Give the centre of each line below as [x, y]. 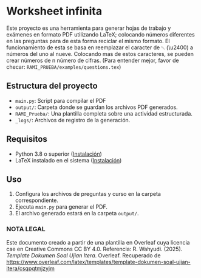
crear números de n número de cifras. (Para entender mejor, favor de [93, 60]
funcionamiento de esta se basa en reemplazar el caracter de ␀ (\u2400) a [100, 47]
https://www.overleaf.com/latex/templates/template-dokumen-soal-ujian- [98, 262]
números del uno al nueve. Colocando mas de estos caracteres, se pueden [100, 54]
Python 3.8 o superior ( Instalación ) [58, 154]
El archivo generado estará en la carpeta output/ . [77, 214]
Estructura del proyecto [52, 86]
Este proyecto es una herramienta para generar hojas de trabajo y [89, 28]
